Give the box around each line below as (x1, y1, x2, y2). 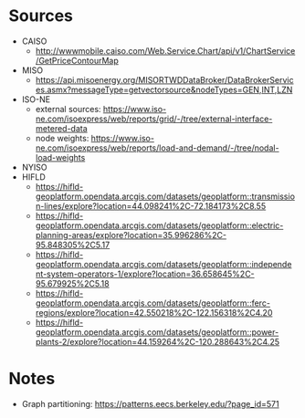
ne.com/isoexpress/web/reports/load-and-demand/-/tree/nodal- (35, 142, 279, 153)
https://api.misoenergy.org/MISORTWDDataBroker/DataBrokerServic (35, 74, 294, 85)
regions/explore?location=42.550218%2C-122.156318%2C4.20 (35, 307, 273, 318)
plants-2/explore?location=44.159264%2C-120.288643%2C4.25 (35, 336, 280, 347)
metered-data (35, 122, 88, 133)
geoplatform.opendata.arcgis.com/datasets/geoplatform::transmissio (35, 191, 296, 202)
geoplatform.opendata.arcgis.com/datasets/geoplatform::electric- (35, 220, 284, 231)
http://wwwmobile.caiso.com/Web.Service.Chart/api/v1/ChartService (35, 45, 296, 56)
